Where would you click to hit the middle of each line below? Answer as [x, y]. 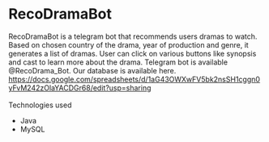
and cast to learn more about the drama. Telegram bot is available [118, 62]
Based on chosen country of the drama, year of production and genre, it [128, 44]
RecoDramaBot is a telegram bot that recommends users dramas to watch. [133, 36]
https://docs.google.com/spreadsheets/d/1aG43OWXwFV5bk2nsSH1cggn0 [134, 79]
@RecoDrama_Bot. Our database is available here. [92, 70]
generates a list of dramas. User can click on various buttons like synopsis [132, 53]
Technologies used [40, 105]
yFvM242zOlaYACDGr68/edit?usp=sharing [80, 88]
